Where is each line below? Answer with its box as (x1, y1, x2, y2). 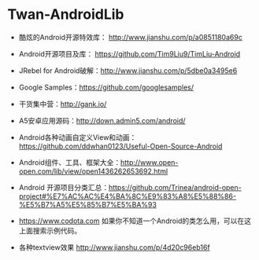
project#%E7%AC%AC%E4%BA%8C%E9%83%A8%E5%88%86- (18, 191, 237, 201)
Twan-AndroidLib (7, 5, 124, 24)
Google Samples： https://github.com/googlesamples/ (18, 82, 194, 92)
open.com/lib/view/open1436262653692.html (18, 167, 168, 176)
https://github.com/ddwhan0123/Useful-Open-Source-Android (18, 141, 223, 151)
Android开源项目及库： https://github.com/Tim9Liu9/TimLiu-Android (18, 49, 241, 58)
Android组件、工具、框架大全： (18, 157, 121, 167)
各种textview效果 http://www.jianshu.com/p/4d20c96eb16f (18, 242, 210, 252)
